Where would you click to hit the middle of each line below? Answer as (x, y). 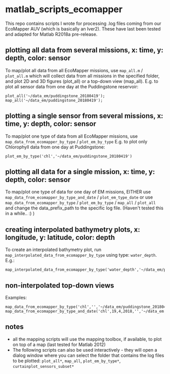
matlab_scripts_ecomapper (64, 9)
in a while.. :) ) (20, 213)
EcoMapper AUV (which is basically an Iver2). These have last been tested (83, 28)
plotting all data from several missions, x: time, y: (84, 50)
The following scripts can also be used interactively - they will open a (85, 350)
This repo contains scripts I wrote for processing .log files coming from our (83, 23)
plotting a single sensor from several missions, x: (84, 116)
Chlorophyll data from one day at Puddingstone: (55, 147)
